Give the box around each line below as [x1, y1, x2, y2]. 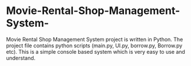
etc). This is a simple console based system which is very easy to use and [6, 48, 185, 55]
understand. [6, 54, 36, 61]
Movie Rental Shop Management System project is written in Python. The [6, 36, 183, 43]
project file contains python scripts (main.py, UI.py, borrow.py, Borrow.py [6, 42, 183, 49]
